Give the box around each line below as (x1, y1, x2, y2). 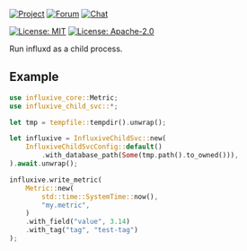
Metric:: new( (25, 184, 75, 193)
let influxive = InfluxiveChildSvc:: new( (9, 134, 167, 143)
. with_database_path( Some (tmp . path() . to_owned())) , (41, 151, 240, 160)
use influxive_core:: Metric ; (9, 93, 119, 103)
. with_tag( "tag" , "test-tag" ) (25, 226, 139, 235)
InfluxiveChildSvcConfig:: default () (25, 142, 163, 152)
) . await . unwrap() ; (9, 159, 78, 168)
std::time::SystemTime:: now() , (41, 192, 159, 202)
